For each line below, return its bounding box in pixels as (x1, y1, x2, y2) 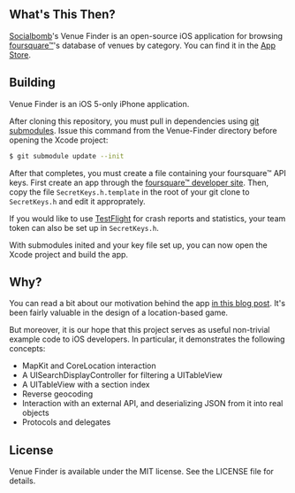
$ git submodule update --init (9, 151, 125, 160)
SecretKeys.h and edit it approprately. (9, 196, 146, 206)
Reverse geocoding (21, 389, 94, 399)
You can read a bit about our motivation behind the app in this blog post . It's (9, 298, 285, 309)
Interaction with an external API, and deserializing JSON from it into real (21, 398, 284, 409)
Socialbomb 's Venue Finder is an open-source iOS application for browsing (9, 30, 284, 41)
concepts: (9, 343, 46, 354)
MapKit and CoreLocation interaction (21, 360, 156, 371)
